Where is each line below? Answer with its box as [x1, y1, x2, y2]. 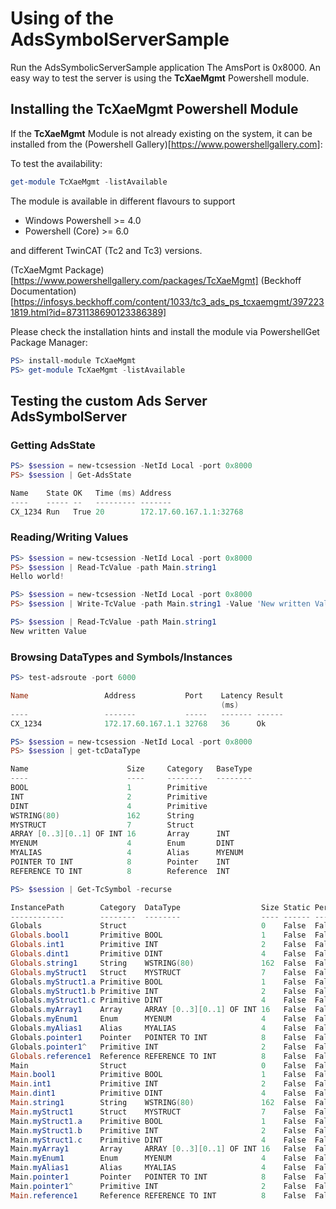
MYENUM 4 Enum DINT [10, 838, 235, 849]
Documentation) [10, 285, 77, 297]
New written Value [10, 626, 87, 636]
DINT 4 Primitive [10, 801, 208, 811]
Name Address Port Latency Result [10, 691, 284, 701]
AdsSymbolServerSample [10, 28, 230, 51]
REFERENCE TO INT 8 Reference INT [10, 866, 230, 876]
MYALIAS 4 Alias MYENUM [10, 848, 244, 858]
